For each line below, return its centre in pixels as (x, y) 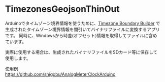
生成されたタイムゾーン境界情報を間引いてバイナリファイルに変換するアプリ (82, 29)
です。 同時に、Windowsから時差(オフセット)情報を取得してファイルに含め (81, 35)
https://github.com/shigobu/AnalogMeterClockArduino (60, 74)
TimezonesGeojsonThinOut (62, 9)
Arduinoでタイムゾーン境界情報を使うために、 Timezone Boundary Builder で (83, 23)
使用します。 (18, 58)
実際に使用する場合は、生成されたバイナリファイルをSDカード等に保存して (81, 52)
